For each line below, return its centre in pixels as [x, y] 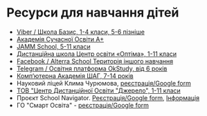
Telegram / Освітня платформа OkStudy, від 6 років [92, 68]
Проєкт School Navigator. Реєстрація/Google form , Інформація [108, 97]
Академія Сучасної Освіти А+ [60, 39]
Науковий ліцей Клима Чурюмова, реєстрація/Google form [103, 83]
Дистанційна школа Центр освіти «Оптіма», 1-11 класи [97, 54]
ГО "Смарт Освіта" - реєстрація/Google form [83, 105]
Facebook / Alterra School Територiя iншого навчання [95, 61]
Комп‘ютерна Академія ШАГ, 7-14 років [75, 76]
